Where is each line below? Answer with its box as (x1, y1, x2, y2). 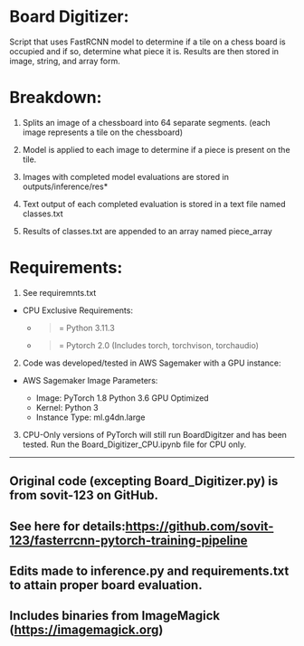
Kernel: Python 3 (35, 402, 100, 413)
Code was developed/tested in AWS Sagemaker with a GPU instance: (22, 357, 282, 368)
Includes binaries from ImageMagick (9, 608, 221, 623)
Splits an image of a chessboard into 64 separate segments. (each (22, 117, 271, 128)
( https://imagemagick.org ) (9, 622, 164, 638)
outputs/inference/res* (22, 181, 109, 192)
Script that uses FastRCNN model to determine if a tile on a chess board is (9, 36, 287, 47)
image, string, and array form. (9, 55, 120, 66)
